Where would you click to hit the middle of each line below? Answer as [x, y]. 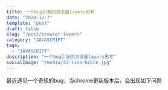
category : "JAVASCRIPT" [36, 40]
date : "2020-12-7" [29, 18]
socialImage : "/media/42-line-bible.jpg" [59, 62]
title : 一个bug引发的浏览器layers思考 [50, 12]
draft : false [23, 29]
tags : [13, 46]
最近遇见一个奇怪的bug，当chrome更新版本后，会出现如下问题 [84, 80]
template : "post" [28, 23]
